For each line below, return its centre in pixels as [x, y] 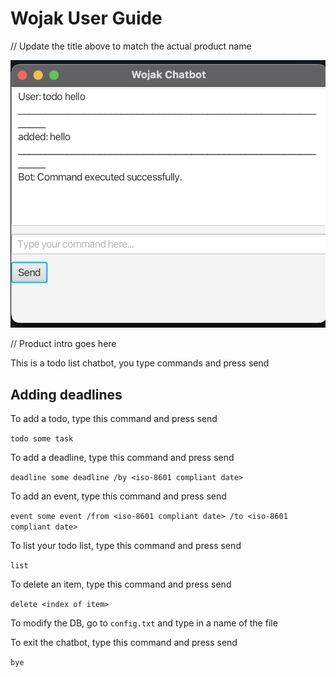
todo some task [42, 438]
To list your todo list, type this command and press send [126, 545]
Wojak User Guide [86, 18]
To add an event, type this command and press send [118, 496]
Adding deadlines [66, 394]
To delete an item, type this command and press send [121, 584]
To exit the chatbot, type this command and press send [124, 642]
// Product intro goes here [63, 344]
